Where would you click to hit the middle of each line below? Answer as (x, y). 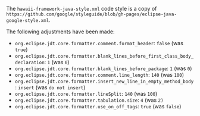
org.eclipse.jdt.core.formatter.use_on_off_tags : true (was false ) (98, 106)
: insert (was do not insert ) (50, 87)
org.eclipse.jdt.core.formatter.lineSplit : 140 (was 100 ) (86, 94)
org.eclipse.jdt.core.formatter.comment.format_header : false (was (99, 43)
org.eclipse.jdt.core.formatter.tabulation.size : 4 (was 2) (89, 100)
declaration (29, 62)
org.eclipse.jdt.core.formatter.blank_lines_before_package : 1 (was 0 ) (103, 68)
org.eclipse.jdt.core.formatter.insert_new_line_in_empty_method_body (104, 81)
